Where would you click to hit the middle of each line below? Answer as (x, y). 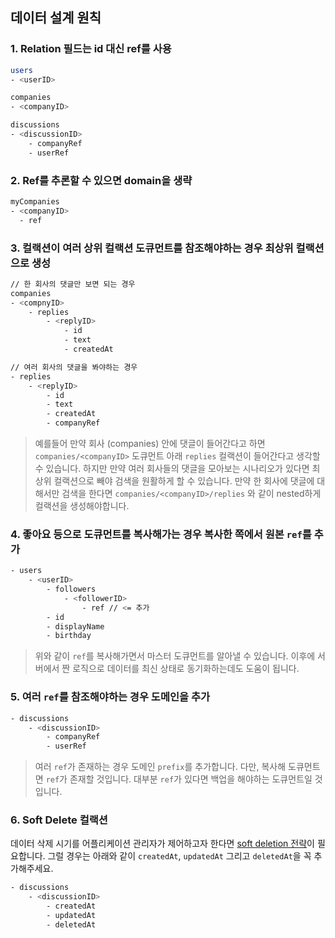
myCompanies (35, 201)
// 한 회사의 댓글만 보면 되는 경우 (73, 284)
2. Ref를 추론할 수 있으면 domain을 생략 (101, 180)
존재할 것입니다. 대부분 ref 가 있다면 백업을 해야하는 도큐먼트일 (191, 779)
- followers (71, 589)
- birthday (69, 636)
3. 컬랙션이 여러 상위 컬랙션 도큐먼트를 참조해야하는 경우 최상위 (152, 248)
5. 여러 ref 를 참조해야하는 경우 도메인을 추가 (110, 697)
